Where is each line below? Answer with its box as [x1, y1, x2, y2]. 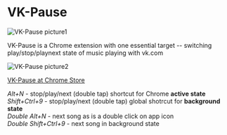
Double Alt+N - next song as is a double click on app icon [7, 112, 174, 120]
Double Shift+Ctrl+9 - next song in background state [7, 119, 160, 127]
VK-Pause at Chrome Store [7, 75, 86, 84]
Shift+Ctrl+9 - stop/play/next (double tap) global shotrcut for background [7, 96, 221, 105]
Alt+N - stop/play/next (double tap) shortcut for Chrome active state [7, 89, 206, 98]
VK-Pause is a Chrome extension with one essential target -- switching [7, 41, 212, 49]
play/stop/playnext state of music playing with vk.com [7, 49, 164, 57]
